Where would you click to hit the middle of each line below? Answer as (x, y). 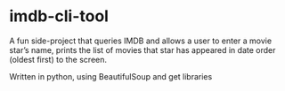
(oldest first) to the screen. (58, 59)
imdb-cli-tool (59, 16)
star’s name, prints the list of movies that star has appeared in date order (142, 49)
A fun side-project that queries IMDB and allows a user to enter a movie (141, 41)
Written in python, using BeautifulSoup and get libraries (111, 76)
